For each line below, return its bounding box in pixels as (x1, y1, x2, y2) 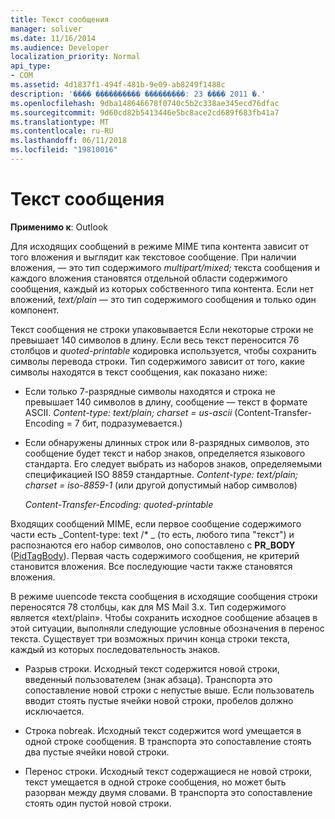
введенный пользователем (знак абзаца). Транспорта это (24, 673, 273, 685)
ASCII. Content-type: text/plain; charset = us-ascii (24, 406, 233, 418)
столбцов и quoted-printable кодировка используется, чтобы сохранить (10, 344, 317, 356)
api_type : (10, 61, 52, 71)
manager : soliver (10, 24, 83, 34)
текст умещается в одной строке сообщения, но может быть (24, 776, 287, 788)
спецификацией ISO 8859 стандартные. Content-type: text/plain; (24, 468, 298, 480)
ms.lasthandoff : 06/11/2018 (10, 136, 128, 146)
